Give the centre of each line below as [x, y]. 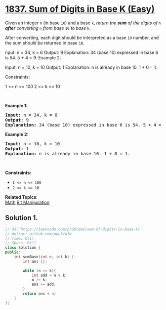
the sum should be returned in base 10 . [45, 43]
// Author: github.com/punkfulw [38, 234]
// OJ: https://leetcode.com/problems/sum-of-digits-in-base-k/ [73, 229]
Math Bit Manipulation [27, 202]
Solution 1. [21, 218]
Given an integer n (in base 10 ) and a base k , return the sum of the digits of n [83, 23]
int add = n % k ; [49, 275]
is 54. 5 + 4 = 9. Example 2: [33, 57]
